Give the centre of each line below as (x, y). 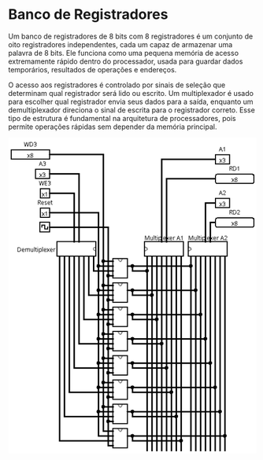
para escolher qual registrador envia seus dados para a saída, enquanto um (131, 101)
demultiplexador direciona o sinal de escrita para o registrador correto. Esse (132, 110)
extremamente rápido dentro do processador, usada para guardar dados (126, 61)
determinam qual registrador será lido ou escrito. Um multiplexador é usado (131, 93)
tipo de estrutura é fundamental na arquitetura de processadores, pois (122, 118)
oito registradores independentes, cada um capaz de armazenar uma (120, 44)
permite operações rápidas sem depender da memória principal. (113, 127)
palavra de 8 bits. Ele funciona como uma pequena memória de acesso (123, 53)
